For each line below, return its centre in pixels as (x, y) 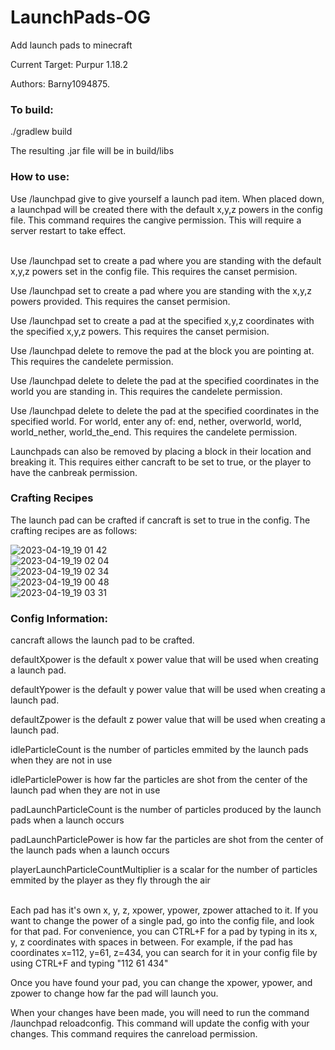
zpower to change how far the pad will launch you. (114, 993)
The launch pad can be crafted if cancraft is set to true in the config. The (160, 520)
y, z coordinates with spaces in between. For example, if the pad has (151, 942)
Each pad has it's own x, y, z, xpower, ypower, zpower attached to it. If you (164, 910)
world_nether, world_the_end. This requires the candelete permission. (154, 432)
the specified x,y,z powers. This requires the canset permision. (140, 331)
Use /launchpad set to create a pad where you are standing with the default (166, 260)
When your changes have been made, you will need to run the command (160, 1013)
